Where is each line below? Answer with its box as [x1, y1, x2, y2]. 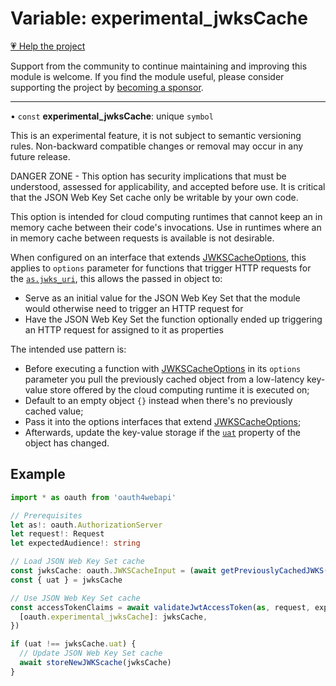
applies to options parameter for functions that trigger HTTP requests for [10, 262, 312, 274]
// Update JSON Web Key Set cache [19, 648, 163, 659]
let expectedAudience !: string [10, 538, 141, 549]
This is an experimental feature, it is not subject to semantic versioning [10, 129, 302, 141]
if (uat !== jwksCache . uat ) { [10, 639, 137, 649]
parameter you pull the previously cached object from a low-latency [24, 373, 305, 385]
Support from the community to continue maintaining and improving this [10, 60, 308, 72]
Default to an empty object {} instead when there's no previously [24, 394, 293, 406]
